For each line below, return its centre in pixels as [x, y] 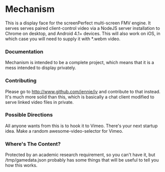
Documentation [24, 52]
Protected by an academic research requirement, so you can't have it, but [80, 155]
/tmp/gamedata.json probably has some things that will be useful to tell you [82, 160]
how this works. [21, 166]
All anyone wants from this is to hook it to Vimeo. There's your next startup [81, 126]
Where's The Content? [33, 144]
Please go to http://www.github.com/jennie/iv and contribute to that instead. [83, 91]
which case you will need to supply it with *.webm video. [63, 39]
